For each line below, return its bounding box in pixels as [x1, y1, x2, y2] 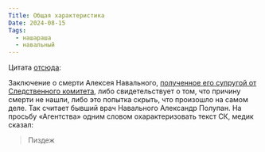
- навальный [15, 41, 56, 49]
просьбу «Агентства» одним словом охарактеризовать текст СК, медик [8, 112, 255, 121]
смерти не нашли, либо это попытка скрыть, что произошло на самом [8, 95, 248, 104]
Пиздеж [27, 135, 55, 145]
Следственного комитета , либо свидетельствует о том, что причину [8, 86, 241, 96]
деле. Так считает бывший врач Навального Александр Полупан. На [8, 104, 242, 113]
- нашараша [15, 33, 52, 42]
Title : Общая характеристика [8, 11, 105, 20]
